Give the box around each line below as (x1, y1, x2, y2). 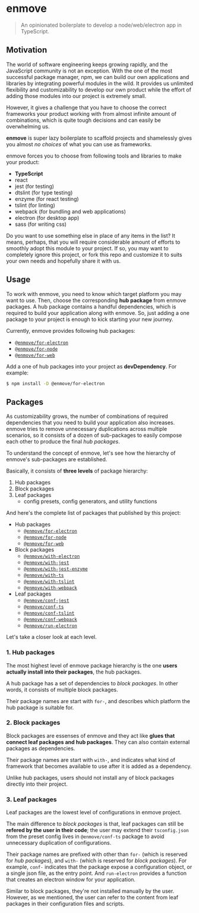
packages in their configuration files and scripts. (6, 900, 125, 908)
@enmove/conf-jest (23, 598, 70, 604)
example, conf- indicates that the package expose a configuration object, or (6, 864, 192, 871)
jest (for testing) (14, 182, 55, 190)
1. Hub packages (6, 648, 55, 657)
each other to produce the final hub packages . (6, 438, 121, 445)
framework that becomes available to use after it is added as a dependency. (6, 763, 192, 770)
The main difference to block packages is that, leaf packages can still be (6, 820, 184, 827)
